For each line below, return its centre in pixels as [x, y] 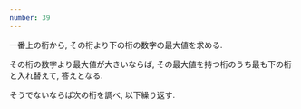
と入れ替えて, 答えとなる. [56, 75]
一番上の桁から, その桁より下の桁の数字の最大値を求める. [116, 45]
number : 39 [30, 18]
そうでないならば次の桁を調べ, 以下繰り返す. [92, 94]
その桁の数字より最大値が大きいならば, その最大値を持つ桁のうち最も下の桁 [150, 64]
